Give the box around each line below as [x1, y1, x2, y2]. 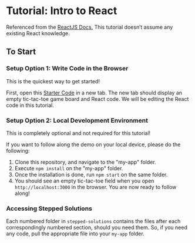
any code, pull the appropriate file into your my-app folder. [6, 230, 145, 237]
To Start [6, 47, 36, 57]
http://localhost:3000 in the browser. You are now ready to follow [14, 183, 177, 190]
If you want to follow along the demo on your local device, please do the [6, 141, 181, 148]
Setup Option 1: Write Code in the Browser [6, 65, 129, 73]
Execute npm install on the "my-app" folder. [14, 164, 123, 171]
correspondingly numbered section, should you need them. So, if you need [6, 224, 188, 231]
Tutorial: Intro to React [6, 4, 117, 18]
